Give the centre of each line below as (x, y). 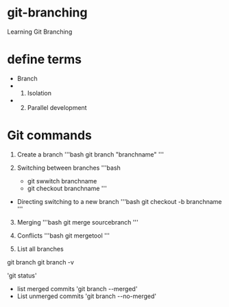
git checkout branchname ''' (67, 188)
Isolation (39, 93)
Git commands (50, 136)
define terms (45, 59)
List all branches (40, 249)
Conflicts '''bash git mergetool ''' (63, 236)
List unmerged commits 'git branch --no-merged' (87, 296)
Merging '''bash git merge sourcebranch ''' (77, 222)
